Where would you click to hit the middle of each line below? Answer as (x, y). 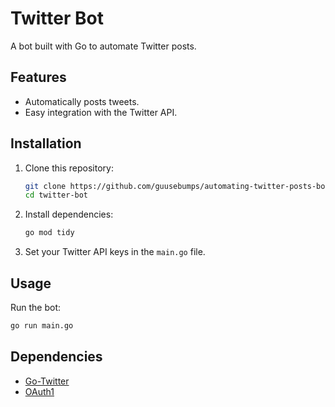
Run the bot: (36, 307)
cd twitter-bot (56, 195)
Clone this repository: (69, 168)
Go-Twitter (47, 381)
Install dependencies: (69, 214)
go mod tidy (49, 233)
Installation (46, 143)
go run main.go (42, 326)
